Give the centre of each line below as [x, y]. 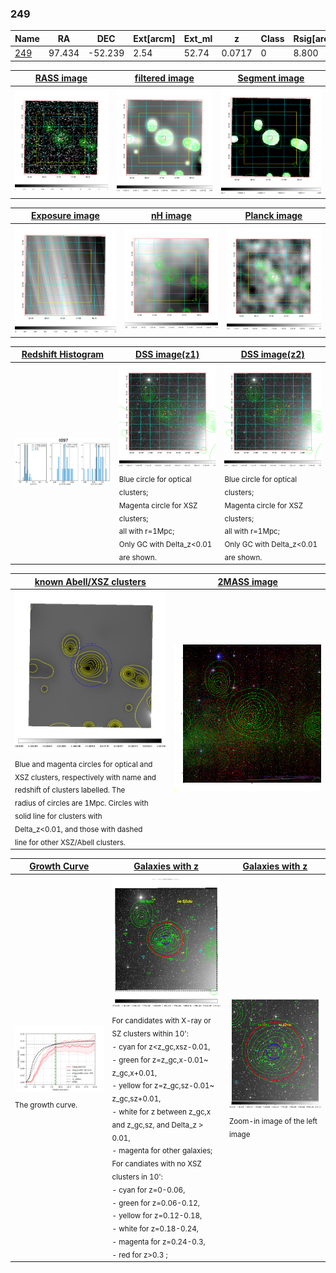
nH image [171, 216]
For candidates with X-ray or [161, 1021]
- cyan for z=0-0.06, [148, 1190]
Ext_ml [198, 38]
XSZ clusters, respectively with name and [85, 777]
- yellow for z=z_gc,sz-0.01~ [163, 1086]
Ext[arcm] [154, 38]
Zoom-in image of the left [273, 1121]
